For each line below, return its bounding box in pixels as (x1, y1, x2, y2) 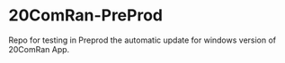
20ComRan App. (8, 43, 70, 54)
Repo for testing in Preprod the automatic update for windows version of (8, 35, 277, 45)
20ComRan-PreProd (8, 5, 164, 26)
